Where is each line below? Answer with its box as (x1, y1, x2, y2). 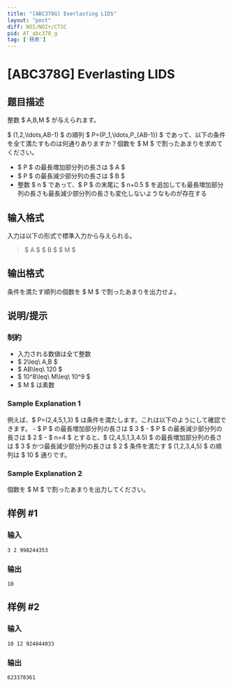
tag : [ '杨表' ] (7, 36, 47, 43)
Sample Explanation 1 (7, 399, 82, 409)
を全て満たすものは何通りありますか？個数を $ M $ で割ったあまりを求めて (7, 139, 223, 148)
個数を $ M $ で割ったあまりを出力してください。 (7, 486, 150, 494)
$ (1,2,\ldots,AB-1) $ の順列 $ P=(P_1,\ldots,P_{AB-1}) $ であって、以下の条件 (7, 131, 226, 139)
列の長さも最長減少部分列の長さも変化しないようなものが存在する (17, 190, 207, 198)
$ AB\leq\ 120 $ (17, 365, 63, 374)
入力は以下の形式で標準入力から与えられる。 (7, 232, 136, 240)
